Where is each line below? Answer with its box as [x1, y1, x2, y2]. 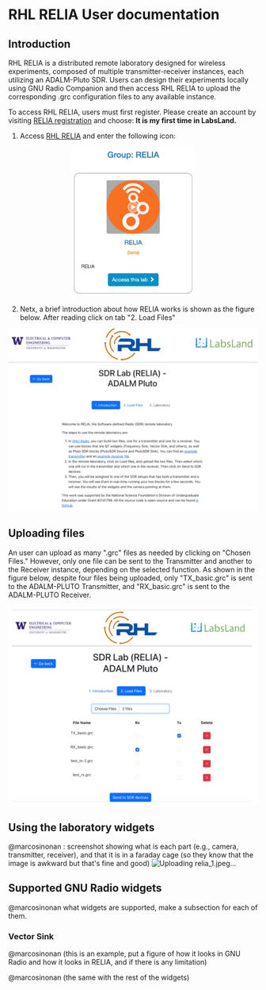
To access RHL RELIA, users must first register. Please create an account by [8, 107, 256, 117]
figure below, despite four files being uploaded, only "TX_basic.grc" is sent [8, 573, 253, 583]
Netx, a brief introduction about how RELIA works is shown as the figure [19, 304, 255, 314]
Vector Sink [8, 930, 54, 942]
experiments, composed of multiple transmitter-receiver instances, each [8, 67, 244, 76]
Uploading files [8, 526, 85, 541]
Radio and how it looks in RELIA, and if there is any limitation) [8, 957, 207, 967]
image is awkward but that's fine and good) [8, 859, 150, 869]
